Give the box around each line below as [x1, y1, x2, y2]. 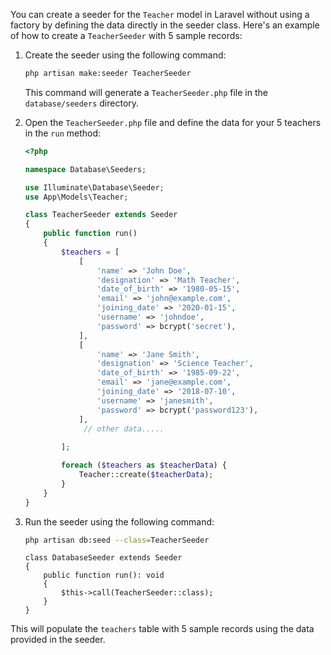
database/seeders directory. [24, 97, 140, 109]
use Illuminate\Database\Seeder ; [24, 182, 165, 193]
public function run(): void [43, 570, 165, 581]
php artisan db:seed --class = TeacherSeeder [24, 535, 210, 545]
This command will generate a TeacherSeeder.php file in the [24, 86, 268, 98]
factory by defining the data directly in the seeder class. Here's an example [10, 19, 320, 31]
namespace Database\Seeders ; [24, 164, 147, 174]
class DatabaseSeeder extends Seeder [24, 553, 183, 563]
